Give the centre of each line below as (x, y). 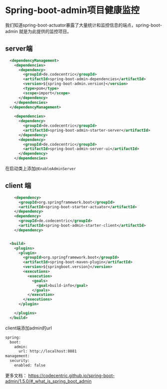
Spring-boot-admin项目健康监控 (72, 10)
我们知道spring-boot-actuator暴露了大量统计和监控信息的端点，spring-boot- (84, 25)
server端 (19, 49)
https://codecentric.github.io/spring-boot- (72, 375)
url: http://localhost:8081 (48, 351)
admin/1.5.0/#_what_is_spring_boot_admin (49, 381)
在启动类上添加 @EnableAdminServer (41, 168)
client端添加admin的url (29, 328)
